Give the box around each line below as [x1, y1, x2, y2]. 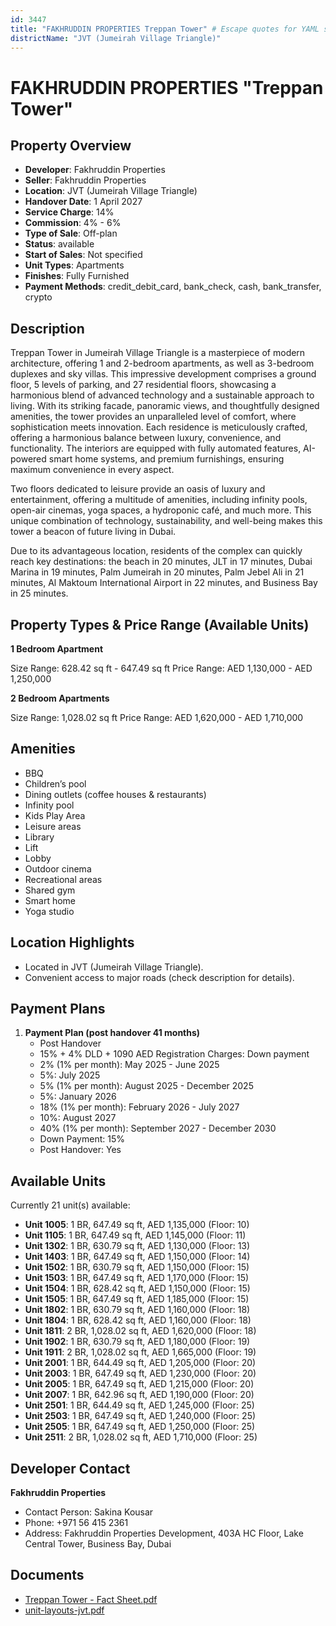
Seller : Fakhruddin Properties [24, 174, 147, 186]
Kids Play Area [24, 809, 86, 821]
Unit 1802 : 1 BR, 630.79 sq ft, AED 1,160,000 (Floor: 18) [24, 1304, 251, 1316]
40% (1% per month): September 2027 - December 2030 [39, 1122, 277, 1135]
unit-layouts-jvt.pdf [24, 1604, 105, 1616]
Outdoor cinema [24, 862, 92, 875]
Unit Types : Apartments [24, 259, 125, 271]
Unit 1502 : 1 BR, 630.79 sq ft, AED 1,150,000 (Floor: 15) [24, 1261, 250, 1273]
